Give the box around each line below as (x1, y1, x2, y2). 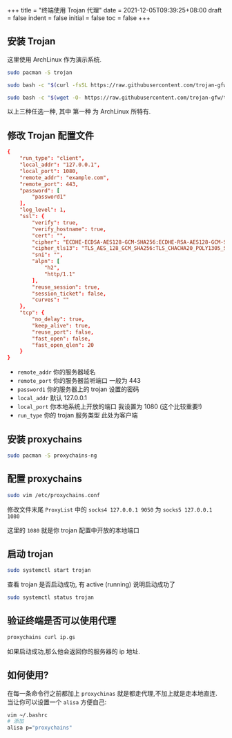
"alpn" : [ (32, 258, 60, 265)
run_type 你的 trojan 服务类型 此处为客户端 (17, 411, 138, 420)
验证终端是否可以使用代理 (7, 615, 116, 627)
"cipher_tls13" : (32, 245, 79, 252)
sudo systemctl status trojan (7, 594, 95, 601)
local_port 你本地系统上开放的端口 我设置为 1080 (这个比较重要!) (17, 402, 202, 411)
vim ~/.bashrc (7, 712, 48, 719)
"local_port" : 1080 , (19, 168, 79, 174)
